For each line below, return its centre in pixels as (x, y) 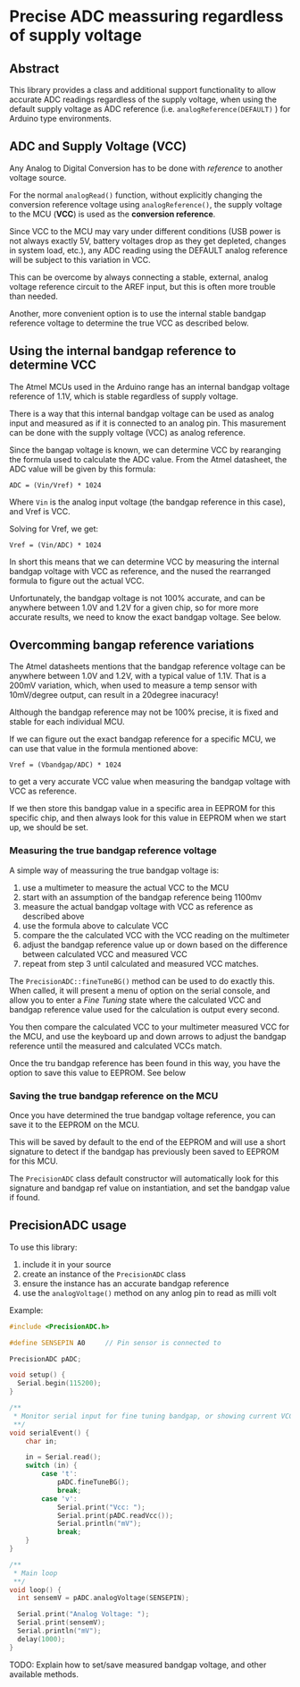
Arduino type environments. (60, 119)
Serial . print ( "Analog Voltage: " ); (83, 1615)
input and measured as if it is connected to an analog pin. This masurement (148, 423)
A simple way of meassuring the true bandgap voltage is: (114, 870)
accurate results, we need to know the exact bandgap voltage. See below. (145, 617)
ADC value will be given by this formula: (83, 469)
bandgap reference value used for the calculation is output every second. (144, 1009)
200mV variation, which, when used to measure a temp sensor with (133, 685)
